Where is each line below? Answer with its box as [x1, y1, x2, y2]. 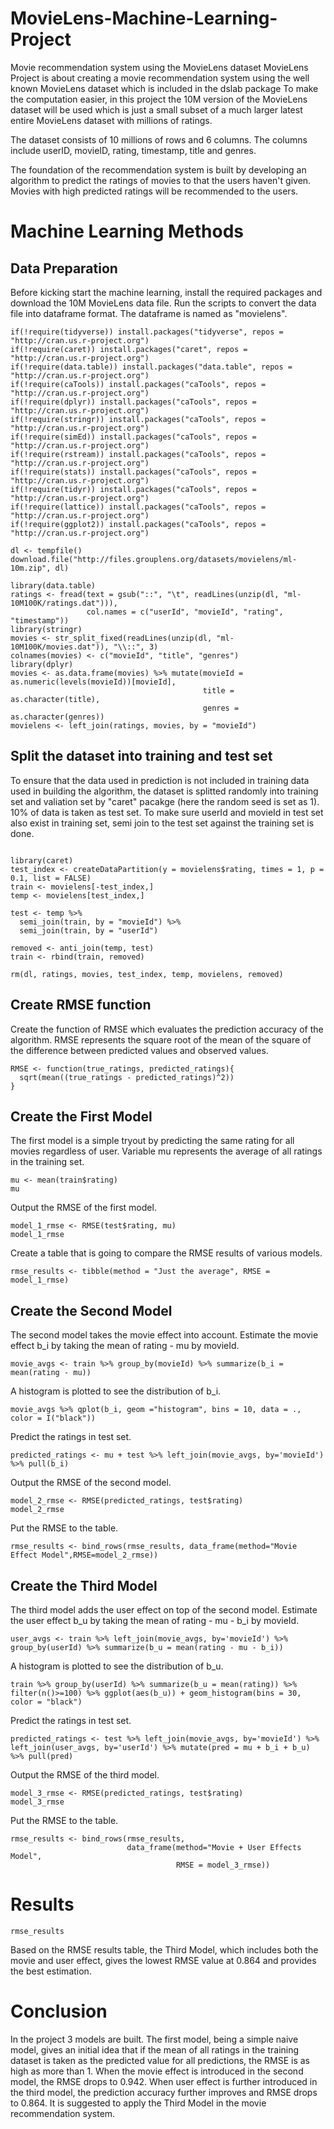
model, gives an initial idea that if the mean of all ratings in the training [10, 2043, 300, 2056]
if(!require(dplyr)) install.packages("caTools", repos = [10, 397, 257, 407]
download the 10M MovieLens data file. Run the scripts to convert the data [10, 297, 317, 309]
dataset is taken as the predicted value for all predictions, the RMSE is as [10, 2054, 311, 2066]
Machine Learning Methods [10, 220, 245, 243]
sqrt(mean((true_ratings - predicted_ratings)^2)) [19, 1072, 235, 1082]
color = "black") [10, 1697, 83, 1707]
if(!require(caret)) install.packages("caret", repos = [10, 344, 248, 354]
